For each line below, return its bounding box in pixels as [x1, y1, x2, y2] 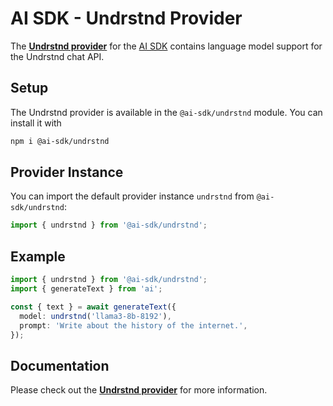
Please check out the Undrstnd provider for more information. [10, 384, 268, 396]
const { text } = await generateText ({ [10, 302, 177, 312]
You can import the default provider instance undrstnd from [10, 190, 255, 202]
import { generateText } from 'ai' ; [10, 284, 163, 294]
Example [10, 248, 66, 265]
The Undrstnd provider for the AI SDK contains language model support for [10, 40, 323, 52]
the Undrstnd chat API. [10, 50, 105, 62]
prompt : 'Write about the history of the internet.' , [19, 320, 248, 331]
